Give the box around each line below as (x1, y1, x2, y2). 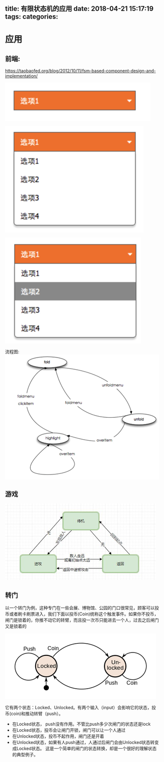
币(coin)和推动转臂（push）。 (5, 711, 63, 717)
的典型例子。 (12, 752, 38, 758)
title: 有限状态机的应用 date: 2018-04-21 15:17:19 (5, 4, 154, 13)
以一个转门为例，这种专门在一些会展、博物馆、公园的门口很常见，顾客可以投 (5, 605, 159, 611)
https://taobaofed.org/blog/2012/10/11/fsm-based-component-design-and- (5, 68, 156, 74)
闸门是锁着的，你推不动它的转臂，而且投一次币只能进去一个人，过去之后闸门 (5, 617, 159, 623)
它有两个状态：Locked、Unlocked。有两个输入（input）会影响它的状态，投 (5, 705, 156, 711)
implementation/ (5, 73, 38, 79)
